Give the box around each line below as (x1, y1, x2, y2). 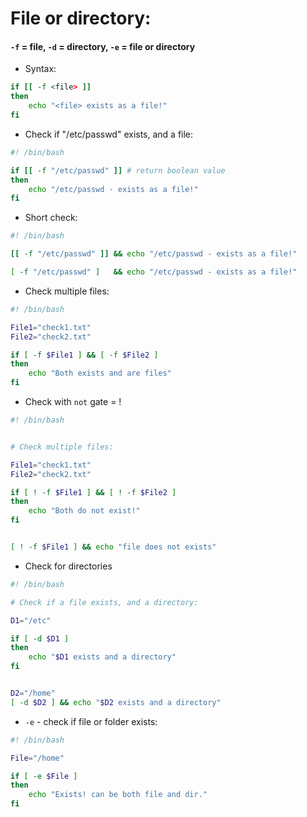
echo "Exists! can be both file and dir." (28, 790, 208, 800)
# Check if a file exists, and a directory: (10, 597, 199, 607)
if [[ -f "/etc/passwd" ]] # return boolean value (10, 165, 226, 176)
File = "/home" (10, 753, 65, 763)
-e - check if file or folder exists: (24, 715, 158, 727)
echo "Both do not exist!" (28, 506, 141, 516)
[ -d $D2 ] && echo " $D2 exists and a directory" (10, 697, 222, 707)
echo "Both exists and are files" (28, 368, 172, 379)
